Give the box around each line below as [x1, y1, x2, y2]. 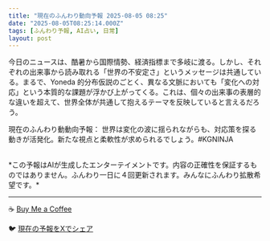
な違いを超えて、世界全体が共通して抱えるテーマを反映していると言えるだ [8, 97, 253, 107]
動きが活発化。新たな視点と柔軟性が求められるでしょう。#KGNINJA [8, 134, 234, 145]
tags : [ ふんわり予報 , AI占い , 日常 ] [8, 27, 119, 35]
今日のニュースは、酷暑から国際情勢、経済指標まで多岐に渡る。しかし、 [8, 57, 247, 67]
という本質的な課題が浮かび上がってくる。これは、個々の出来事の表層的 [22, 88, 261, 97]
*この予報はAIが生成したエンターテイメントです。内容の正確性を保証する [8, 160, 251, 170]
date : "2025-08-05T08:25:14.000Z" [8, 19, 125, 27]
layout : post [8, 34, 52, 43]
